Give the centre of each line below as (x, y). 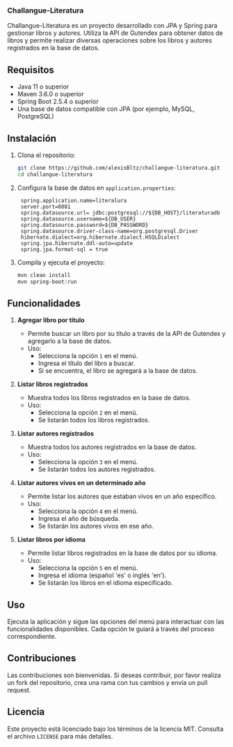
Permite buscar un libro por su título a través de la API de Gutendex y (127, 334)
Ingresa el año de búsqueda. (79, 519)
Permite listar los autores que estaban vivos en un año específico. (122, 496)
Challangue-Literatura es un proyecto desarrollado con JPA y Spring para (112, 26)
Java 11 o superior (43, 87)
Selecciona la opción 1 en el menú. (88, 356)
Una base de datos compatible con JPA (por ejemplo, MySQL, (106, 109)
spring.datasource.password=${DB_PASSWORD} (85, 225)
